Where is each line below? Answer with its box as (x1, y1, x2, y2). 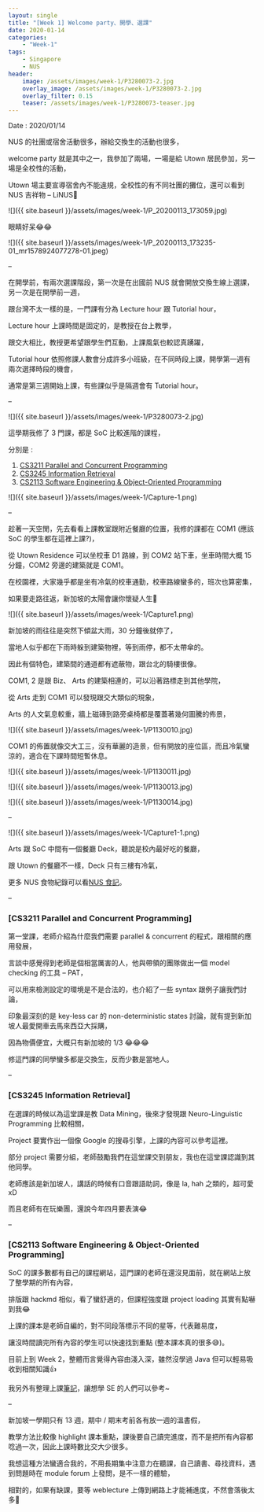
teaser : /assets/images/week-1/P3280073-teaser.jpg (22, 99, 195, 107)
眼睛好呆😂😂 (8, 222, 53, 232)
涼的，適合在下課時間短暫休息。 (8, 751, 112, 761)
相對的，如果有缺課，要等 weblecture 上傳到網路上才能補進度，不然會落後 (8, 1485, 248, 1495)
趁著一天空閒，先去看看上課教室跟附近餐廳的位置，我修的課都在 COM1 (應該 (8, 524, 255, 533)
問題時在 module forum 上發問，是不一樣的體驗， (14, 1469, 174, 1478)
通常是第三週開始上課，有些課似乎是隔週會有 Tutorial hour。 (8, 381, 203, 390)
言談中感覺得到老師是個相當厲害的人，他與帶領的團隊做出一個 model (8, 958, 230, 968)
